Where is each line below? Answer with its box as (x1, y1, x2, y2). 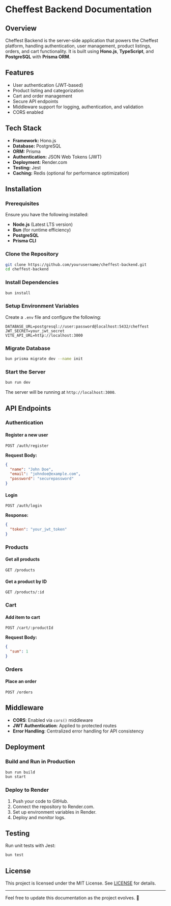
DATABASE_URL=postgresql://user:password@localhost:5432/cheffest (5, 324, 149, 329)
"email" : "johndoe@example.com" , (10, 471, 81, 476)
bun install (5, 290, 31, 295)
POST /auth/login (5, 504, 42, 509)
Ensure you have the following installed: (5, 212, 89, 218)
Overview (5, 24, 37, 33)
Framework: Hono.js (12, 137, 56, 143)
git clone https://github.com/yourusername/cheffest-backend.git (5, 262, 147, 267)
